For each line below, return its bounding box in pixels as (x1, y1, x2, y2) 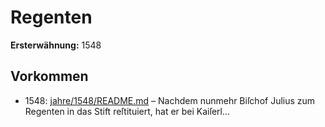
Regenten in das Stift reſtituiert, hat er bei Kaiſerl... (24, 105, 231, 117)
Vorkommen (10, 68, 89, 85)
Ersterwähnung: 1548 (10, 39, 102, 51)
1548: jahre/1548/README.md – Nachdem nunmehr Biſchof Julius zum (24, 94, 316, 106)
